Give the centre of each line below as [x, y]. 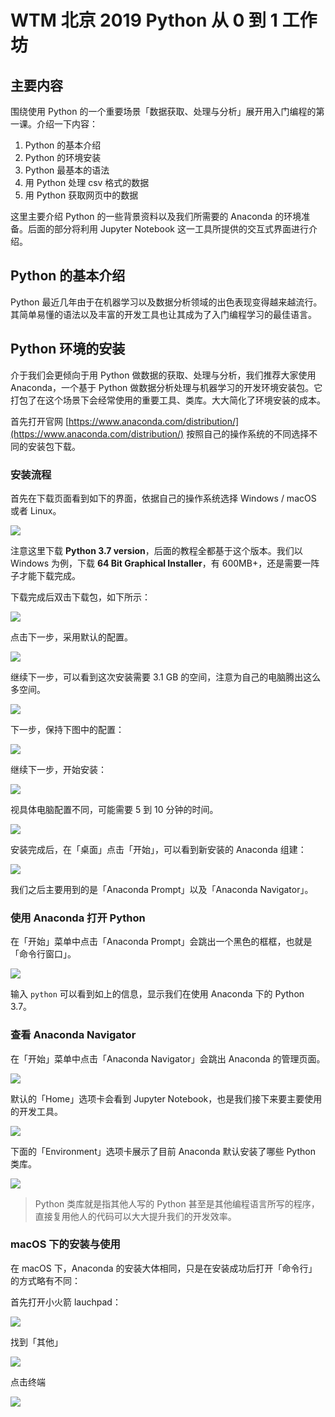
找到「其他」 [36, 1342]
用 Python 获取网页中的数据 [81, 195]
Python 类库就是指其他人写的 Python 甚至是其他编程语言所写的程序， [177, 1203]
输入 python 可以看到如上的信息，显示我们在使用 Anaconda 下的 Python [157, 994]
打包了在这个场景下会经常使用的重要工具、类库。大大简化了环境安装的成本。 [168, 400]
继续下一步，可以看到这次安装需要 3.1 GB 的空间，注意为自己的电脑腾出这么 [166, 677]
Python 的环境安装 [63, 157]
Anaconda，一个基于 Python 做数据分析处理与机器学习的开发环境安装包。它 [166, 387]
